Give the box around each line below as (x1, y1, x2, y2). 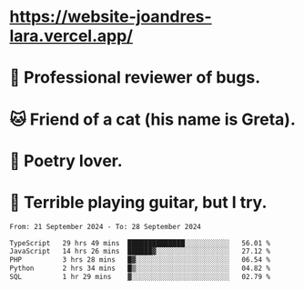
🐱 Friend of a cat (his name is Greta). (9, 109, 296, 129)
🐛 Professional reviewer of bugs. (9, 67, 261, 88)
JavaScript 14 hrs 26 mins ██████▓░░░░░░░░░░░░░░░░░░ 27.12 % (9, 247, 271, 256)
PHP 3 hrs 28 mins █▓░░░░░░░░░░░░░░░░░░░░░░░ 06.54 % (9, 255, 271, 265)
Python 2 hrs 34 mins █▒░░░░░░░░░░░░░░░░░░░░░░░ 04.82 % (9, 264, 271, 274)
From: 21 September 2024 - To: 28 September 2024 (9, 222, 202, 231)
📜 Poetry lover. (9, 150, 123, 171)
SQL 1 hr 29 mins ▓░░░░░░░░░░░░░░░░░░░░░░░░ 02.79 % (9, 273, 271, 282)
